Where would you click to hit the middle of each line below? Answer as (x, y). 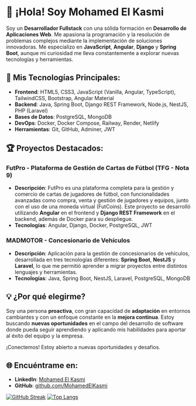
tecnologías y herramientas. (40, 59)
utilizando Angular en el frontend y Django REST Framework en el (95, 213)
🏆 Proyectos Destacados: (55, 149)
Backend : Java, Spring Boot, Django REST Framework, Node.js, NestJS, (101, 104)
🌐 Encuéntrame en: (42, 365)
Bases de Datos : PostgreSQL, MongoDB (63, 117)
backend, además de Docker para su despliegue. (74, 219)
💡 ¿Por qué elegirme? (46, 297)
